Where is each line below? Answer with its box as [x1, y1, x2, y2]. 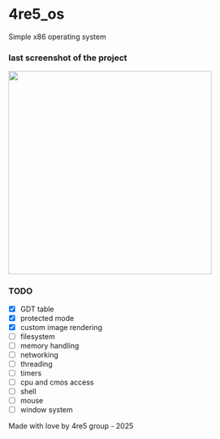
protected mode [19, 313, 75, 323]
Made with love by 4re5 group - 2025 [8, 421, 134, 431]
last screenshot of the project [8, 52, 127, 63]
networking [19, 350, 59, 359]
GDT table [19, 304, 54, 314]
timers [19, 367, 42, 378]
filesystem [19, 331, 55, 341]
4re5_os [8, 5, 65, 24]
